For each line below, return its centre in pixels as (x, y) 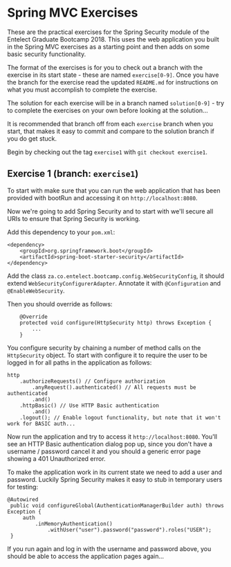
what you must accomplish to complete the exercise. (82, 89)
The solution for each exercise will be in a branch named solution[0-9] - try (116, 103)
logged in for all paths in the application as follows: (80, 363)
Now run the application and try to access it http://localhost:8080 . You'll (112, 436)
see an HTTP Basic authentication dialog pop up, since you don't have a (110, 444)
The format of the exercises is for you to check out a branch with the (105, 67)
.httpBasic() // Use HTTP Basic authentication (89, 405)
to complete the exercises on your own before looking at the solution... (108, 110)
